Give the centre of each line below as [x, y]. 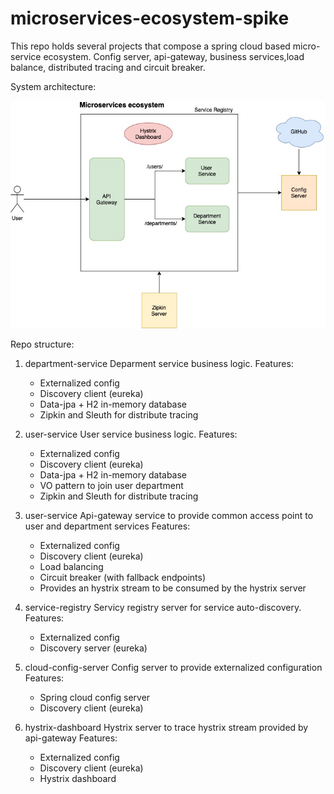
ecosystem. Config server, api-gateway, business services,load [174, 56]
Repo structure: [42, 344]
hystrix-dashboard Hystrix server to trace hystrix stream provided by [166, 728]
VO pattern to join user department [111, 486]
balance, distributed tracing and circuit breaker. [108, 67]
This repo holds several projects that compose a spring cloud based [150, 46]
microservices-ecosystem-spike [150, 18]
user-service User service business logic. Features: [131, 434]
